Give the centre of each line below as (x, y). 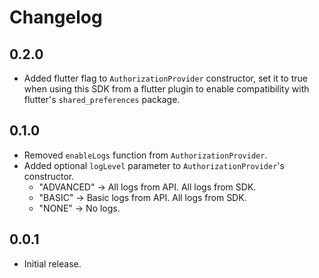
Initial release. (52, 263)
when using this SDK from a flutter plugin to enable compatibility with (166, 89)
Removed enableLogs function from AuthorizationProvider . (145, 155)
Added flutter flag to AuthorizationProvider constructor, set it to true (165, 78)
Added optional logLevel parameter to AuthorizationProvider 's (154, 165)
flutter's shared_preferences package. (102, 99)
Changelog (56, 17)
